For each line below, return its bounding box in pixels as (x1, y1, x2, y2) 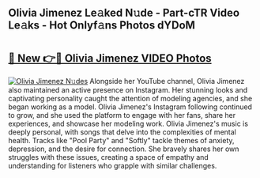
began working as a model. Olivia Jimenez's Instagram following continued (8, 102, 253, 112)
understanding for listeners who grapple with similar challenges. (8, 161, 217, 170)
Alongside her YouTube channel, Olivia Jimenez (89, 77, 245, 85)
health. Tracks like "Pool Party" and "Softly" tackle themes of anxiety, (8, 136, 235, 145)
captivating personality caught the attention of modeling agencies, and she (8, 94, 253, 103)
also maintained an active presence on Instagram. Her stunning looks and (8, 85, 248, 94)
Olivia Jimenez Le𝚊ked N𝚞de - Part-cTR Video (8, 6, 239, 20)
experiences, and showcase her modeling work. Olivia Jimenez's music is (8, 119, 249, 128)
